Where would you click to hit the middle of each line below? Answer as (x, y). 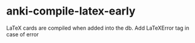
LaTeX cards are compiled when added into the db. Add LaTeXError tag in (98, 28)
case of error (23, 34)
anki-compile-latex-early (71, 11)
